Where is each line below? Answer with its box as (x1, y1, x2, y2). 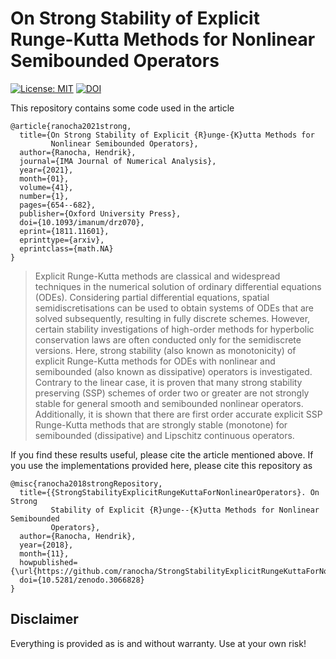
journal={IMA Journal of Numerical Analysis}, (19, 156, 217, 166)
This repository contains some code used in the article (10, 102, 235, 114)
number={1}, (19, 191, 70, 201)
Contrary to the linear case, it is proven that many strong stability (34, 376, 303, 388)
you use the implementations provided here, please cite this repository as (10, 459, 313, 471)
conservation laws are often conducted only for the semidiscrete (34, 333, 302, 346)
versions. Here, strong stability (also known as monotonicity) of (34, 344, 297, 356)
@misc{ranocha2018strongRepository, (10, 478, 163, 489)
